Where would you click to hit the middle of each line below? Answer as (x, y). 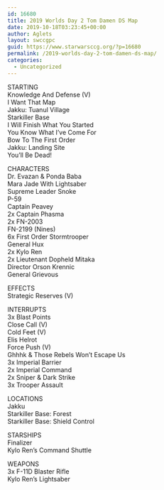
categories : (25, 60)
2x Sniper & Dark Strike (42, 377)
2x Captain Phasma (36, 214)
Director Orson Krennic (41, 266)
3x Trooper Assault (35, 385)
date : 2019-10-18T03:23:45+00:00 (57, 27)
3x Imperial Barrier (34, 362)
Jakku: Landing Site (36, 147)
